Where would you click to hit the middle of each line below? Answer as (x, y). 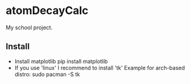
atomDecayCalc (47, 11)
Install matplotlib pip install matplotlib (61, 61)
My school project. (29, 27)
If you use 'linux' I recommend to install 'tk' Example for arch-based (100, 68)
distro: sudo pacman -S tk (47, 74)
